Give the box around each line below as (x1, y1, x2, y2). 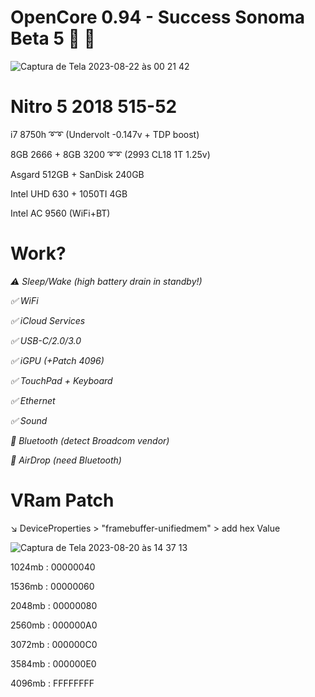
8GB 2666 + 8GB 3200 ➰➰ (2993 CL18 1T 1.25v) (10, 148, 211, 160)
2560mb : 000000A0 (10, 619, 98, 631)
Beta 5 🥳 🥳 (10, 27, 96, 50)
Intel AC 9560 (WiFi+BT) (10, 207, 111, 219)
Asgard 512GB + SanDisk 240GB (10, 168, 145, 180)
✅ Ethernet (10, 394, 56, 406)
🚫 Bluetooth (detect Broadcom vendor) (10, 434, 170, 446)
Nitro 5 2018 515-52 (10, 96, 178, 118)
